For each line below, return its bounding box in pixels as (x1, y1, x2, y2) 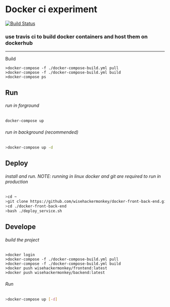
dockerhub (5, 39, 33, 46)
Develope (5, 223, 36, 231)
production (5, 178, 28, 185)
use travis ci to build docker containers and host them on (5, 33, 148, 40)
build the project (5, 236, 39, 242)
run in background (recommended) (5, 129, 78, 135)
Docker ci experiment (5, 4, 98, 15)
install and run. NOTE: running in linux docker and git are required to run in (5, 173, 161, 179)
